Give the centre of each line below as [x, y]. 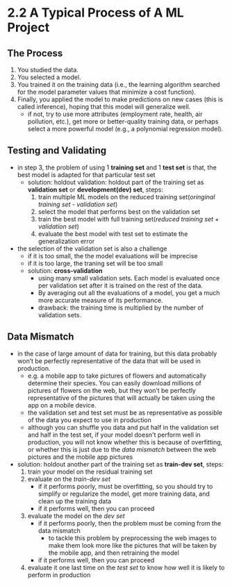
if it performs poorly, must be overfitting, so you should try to [125, 486]
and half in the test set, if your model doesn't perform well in [114, 435]
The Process [35, 53]
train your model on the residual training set [90, 471]
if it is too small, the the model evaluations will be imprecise [113, 256]
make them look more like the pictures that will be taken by [133, 545]
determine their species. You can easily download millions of [114, 383]
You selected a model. [49, 77]
